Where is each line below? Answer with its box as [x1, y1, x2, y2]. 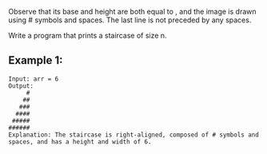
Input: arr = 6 [8, 75, 59, 83]
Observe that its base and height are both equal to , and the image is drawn [8, 7, 257, 16]
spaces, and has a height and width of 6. [8, 137, 152, 146]
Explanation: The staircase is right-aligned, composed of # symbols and [8, 131, 260, 139]
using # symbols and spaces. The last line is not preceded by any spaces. [8, 15, 252, 25]
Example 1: [8, 53, 63, 67]
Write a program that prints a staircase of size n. [8, 31, 167, 40]
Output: [8, 81, 34, 90]
